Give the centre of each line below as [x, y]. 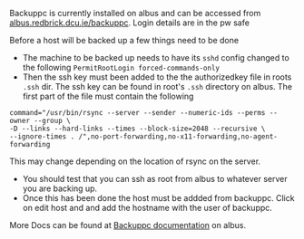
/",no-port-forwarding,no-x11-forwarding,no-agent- [178, 137]
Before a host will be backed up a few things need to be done [124, 40]
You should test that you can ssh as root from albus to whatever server [155, 179]
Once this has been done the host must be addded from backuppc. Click [158, 198]
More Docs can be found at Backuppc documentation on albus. [128, 225]
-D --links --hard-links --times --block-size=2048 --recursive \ [137, 129]
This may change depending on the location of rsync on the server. [135, 161]
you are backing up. [60, 188]
